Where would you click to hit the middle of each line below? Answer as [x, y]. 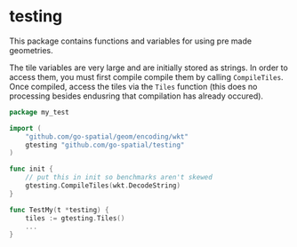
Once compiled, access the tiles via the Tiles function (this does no [133, 86]
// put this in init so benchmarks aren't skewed [119, 178]
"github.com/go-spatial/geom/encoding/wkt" [107, 136]
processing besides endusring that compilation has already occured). [136, 96]
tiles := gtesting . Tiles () [75, 218]
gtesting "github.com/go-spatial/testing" [105, 145]
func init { [31, 169]
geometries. [31, 50]
